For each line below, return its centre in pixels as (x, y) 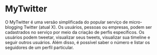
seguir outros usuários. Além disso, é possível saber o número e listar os (78, 42)
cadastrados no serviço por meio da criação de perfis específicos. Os (75, 32)
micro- (136, 22)
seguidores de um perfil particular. (39, 47)
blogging (14, 27)
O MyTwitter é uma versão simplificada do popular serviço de (67, 22)
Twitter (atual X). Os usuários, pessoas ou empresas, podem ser (88, 27)
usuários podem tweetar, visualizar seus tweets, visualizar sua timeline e (78, 37)
